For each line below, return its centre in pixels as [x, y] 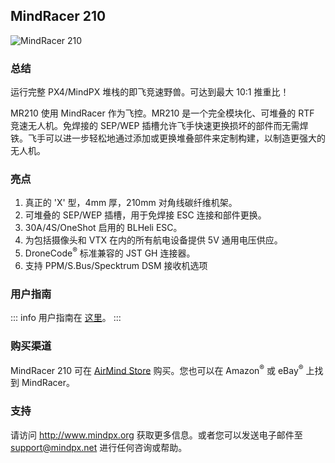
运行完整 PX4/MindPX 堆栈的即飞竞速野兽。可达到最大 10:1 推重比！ [150, 92]
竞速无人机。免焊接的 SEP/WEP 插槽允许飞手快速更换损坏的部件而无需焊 [159, 126]
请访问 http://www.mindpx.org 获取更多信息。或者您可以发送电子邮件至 [156, 435]
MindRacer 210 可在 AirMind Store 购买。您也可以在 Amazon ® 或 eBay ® [157, 369]
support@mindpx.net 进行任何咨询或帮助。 [99, 447]
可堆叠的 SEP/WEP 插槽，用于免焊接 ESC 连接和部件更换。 [145, 215]
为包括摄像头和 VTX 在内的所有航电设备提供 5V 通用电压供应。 [153, 240]
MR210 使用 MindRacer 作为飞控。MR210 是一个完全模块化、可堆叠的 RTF [162, 113]
